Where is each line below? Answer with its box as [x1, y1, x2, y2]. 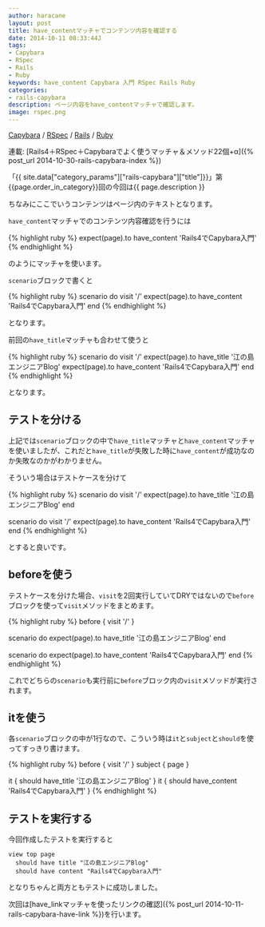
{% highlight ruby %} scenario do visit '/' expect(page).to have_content [8, 292, 243, 300]
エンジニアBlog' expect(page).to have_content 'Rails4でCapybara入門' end [8, 362, 255, 372]
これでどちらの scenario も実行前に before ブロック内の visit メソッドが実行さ [8, 675, 258, 685]
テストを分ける [8, 413, 82, 427]
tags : [8, 42, 26, 50]
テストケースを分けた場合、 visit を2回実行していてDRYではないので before [8, 591, 255, 600]
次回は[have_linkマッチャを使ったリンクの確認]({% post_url [8, 900, 204, 909]
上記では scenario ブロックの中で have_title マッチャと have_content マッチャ [8, 436, 255, 445]
